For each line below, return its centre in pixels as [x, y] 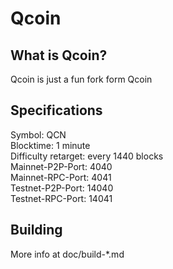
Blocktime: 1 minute [50, 145]
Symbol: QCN [38, 134]
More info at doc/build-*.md [67, 254]
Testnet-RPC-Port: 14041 [61, 198]
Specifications [56, 110]
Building [36, 230]
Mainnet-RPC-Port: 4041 [61, 177]
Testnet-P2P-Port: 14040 [62, 188]
